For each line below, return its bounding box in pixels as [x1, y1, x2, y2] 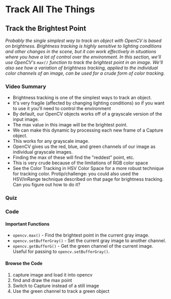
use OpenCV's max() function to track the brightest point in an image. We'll [5, 59, 163, 65]
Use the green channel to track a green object [12, 288, 110, 294]
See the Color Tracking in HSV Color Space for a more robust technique [12, 165, 164, 172]
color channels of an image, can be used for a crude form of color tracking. [5, 70, 165, 76]
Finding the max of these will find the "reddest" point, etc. [12, 155, 135, 161]
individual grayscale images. [12, 149, 73, 155]
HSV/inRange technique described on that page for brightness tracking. [12, 176, 164, 182]
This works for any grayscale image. [12, 138, 89, 144]
